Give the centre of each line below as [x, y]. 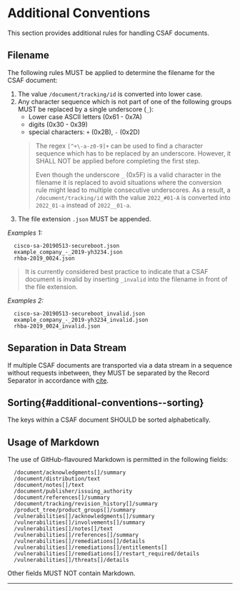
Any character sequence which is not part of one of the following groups [125, 101]
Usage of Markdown [54, 442]
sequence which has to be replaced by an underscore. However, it [133, 153]
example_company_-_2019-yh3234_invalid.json [81, 320]
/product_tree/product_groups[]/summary [75, 510]
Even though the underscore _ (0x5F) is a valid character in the [128, 175]
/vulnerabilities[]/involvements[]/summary [79, 522]
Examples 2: [26, 300]
